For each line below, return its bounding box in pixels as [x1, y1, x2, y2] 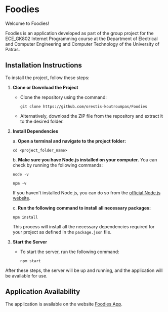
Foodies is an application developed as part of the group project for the [5, 30, 154, 36]
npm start [20, 258, 41, 263]
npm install [12, 215, 38, 220]
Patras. [5, 46, 20, 52]
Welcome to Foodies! [5, 20, 50, 26]
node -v [12, 171, 29, 177]
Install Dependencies [12, 128, 58, 134]
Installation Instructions [5, 61, 82, 70]
